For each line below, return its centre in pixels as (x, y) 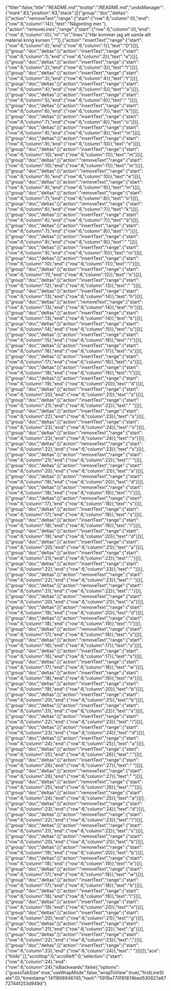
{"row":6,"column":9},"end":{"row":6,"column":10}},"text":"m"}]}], (74, 253)
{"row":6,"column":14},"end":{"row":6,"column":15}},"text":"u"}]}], (75, 329)
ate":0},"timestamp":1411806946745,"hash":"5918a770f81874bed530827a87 (86, 978)
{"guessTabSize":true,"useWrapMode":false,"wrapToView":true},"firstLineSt (85, 973)
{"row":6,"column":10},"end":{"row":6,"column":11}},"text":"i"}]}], (73, 264)
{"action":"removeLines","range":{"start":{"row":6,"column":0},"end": (78, 29)
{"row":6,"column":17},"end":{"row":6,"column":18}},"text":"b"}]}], (74, 885)
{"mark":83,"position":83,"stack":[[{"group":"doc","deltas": (67, 13)
